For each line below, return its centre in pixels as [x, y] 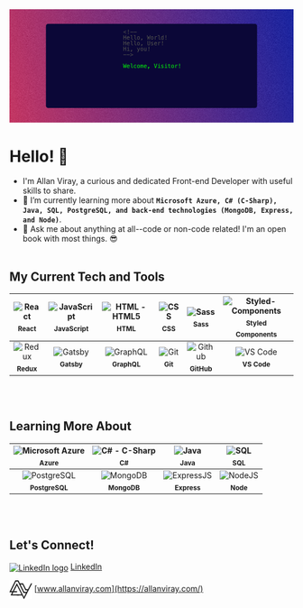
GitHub [201, 369]
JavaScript [71, 328]
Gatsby [71, 364]
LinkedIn [87, 567]
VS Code [256, 364]
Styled [257, 323]
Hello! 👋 [39, 156]
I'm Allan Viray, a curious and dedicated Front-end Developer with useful [157, 181]
